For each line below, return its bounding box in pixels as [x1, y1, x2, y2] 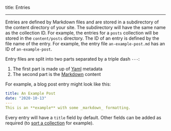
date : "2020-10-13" [5, 95, 47, 101]
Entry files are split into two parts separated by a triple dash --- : [5, 56, 140, 62]
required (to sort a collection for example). [5, 120, 94, 126]
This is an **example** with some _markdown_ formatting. [5, 105, 131, 110]
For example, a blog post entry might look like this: [5, 81, 111, 87]
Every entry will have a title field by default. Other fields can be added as [5, 114, 162, 120]
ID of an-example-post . [5, 46, 52, 52]
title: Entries [5, 5, 31, 10]
